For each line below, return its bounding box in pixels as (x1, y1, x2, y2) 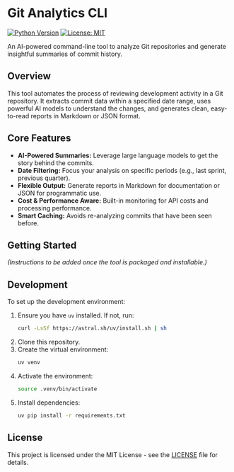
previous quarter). (17, 174, 71, 182)
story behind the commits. (17, 158, 94, 167)
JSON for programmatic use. (17, 189, 102, 197)
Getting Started (7, 239, 77, 251)
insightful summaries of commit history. (7, 50, 122, 58)
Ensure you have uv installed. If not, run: (17, 311, 134, 320)
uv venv (17, 359, 40, 366)
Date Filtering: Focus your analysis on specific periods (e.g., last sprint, (17, 166, 227, 174)
